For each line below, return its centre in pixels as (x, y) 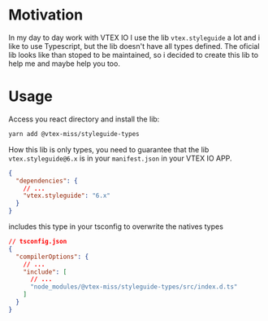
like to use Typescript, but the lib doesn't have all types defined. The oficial (134, 46)
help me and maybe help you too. (64, 64)
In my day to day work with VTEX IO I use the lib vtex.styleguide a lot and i (134, 37)
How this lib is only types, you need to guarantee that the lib (109, 149)
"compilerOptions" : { (52, 257)
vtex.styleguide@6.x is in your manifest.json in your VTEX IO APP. (120, 158)
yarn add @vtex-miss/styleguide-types (74, 134)
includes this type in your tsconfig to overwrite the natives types (116, 226)
